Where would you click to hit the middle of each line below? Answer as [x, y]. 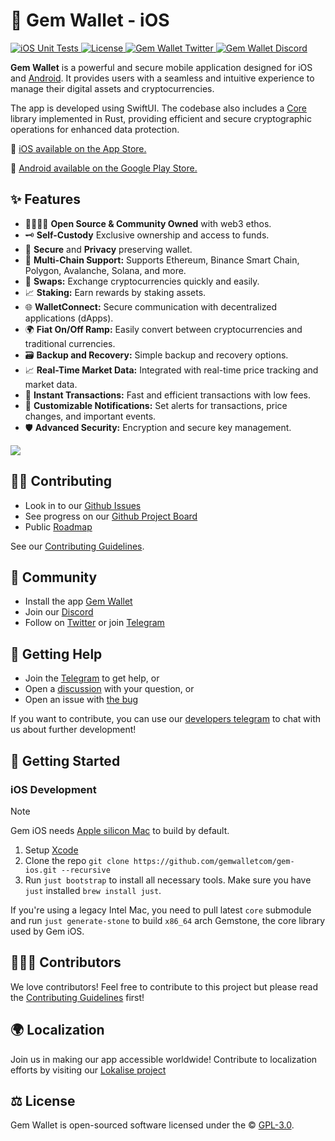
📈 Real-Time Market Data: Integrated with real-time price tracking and [171, 370]
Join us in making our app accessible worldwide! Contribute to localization [164, 1059]
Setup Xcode [51, 850]
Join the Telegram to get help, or [92, 678]
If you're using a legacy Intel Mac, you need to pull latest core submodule [161, 910]
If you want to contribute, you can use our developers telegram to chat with [166, 719]
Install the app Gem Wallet [78, 601]
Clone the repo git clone [77, 860]
